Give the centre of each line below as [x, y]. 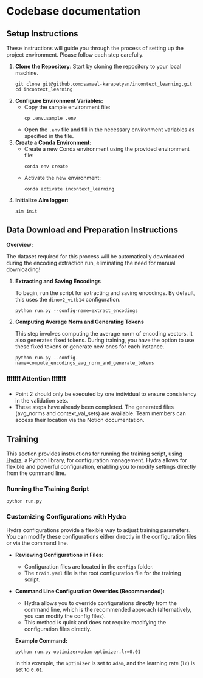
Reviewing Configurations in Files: [60, 555]
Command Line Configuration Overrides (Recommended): [90, 591]
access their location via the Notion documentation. [80, 420]
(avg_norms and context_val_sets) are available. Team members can [101, 413]
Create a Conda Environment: [53, 142]
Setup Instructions [42, 34]
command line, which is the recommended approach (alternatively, [108, 609]
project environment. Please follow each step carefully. [75, 55]
